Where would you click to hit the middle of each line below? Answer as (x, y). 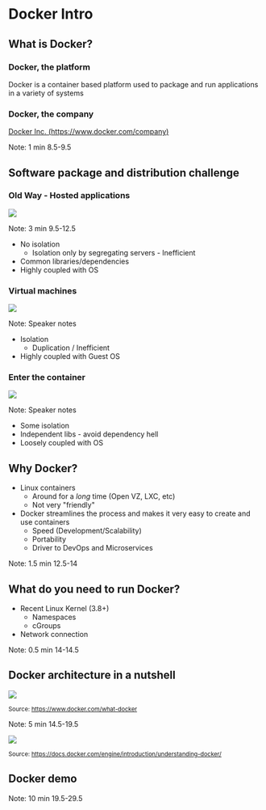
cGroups (46, 626)
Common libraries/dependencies (75, 261)
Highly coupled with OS (59, 270)
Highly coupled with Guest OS (70, 356)
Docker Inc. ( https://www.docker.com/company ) (89, 132)
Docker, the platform (50, 67)
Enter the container (47, 378)
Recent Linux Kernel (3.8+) (64, 609)
